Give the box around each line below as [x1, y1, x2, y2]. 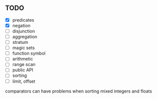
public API [12, 67, 34, 73]
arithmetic [12, 56, 33, 62]
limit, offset [12, 78, 36, 84]
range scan [12, 62, 36, 67]
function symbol [12, 50, 46, 56]
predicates [12, 17, 35, 23]
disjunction [12, 28, 35, 34]
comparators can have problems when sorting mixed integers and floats [5, 88, 153, 94]
